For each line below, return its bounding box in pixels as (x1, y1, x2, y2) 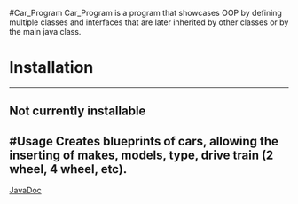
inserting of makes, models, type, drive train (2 (9, 147, 274, 162)
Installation (9, 58, 94, 78)
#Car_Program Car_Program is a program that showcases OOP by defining (9, 8, 282, 18)
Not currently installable (9, 104, 146, 119)
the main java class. (9, 27, 82, 36)
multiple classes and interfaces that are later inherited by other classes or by (9, 17, 289, 27)
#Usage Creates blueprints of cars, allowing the (9, 133, 279, 149)
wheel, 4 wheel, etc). (9, 161, 128, 177)
